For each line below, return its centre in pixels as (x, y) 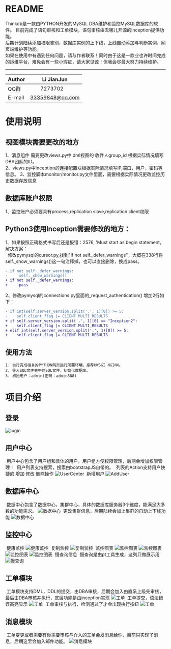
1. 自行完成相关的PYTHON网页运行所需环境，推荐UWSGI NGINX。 (64, 365)
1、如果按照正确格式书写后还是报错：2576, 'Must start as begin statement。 (85, 242)
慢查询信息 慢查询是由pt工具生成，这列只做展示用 (107, 554)
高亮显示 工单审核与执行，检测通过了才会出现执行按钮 (74, 604)
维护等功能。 (27, 49)
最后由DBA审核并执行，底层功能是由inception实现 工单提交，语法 (82, 598)
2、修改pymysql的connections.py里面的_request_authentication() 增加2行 (82, 296)
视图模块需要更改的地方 (42, 142)
